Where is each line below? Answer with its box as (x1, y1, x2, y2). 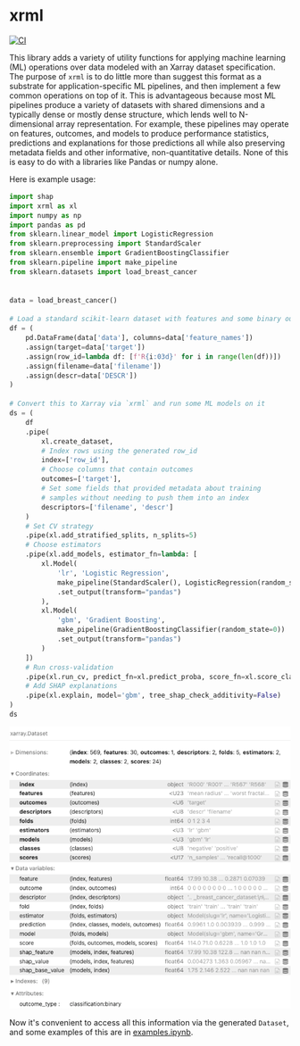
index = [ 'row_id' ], (41, 456, 110, 465)
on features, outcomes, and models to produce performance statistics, (9, 128, 270, 138)
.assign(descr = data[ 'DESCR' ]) (25, 371, 138, 380)
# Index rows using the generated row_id (41, 446, 198, 455)
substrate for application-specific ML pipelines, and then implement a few (9, 80, 281, 91)
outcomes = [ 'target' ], (41, 475, 122, 484)
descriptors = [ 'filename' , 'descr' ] (41, 502, 174, 511)
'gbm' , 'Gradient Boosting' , (56, 616, 166, 625)
